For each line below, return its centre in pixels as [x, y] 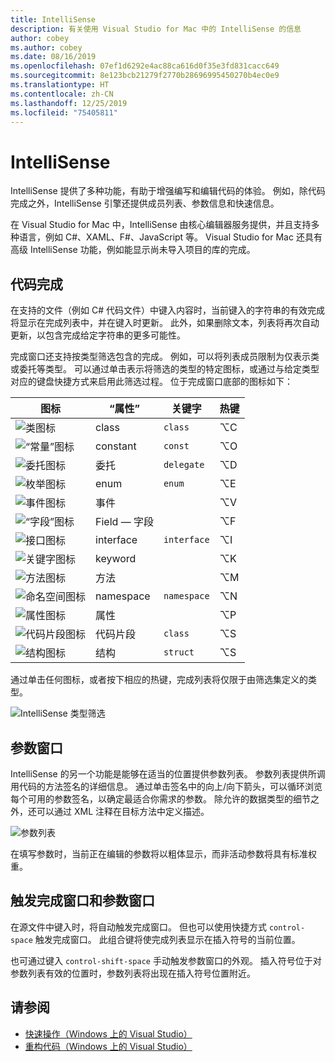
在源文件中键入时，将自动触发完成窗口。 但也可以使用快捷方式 [138, 927]
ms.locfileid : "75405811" [64, 112]
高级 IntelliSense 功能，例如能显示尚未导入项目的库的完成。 [133, 250]
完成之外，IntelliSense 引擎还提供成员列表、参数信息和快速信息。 [145, 203]
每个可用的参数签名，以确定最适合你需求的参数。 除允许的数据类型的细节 [160, 798]
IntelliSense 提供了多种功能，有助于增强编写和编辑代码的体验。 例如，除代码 [168, 191]
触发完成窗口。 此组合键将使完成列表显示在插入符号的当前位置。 [167, 939]
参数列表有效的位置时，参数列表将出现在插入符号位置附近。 [133, 973]
